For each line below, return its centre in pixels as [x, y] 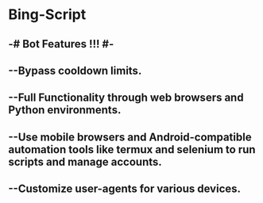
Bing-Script [47, 15]
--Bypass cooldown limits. [75, 70]
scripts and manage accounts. [85, 161]
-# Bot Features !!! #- [61, 44]
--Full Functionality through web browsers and [126, 98]
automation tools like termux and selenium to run [132, 149]
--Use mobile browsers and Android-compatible [130, 137]
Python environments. [65, 110]
